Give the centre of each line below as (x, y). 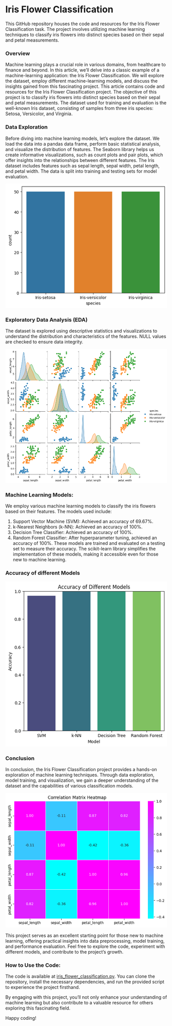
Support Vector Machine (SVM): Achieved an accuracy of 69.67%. (83, 521)
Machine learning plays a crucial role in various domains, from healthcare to (85, 65)
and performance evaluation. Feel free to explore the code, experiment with (85, 946)
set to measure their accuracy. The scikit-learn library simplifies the (84, 549)
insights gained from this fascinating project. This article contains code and (85, 86)
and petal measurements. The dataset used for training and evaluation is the (86, 103)
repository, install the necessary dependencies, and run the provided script (85, 982)
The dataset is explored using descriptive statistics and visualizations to (81, 331)
